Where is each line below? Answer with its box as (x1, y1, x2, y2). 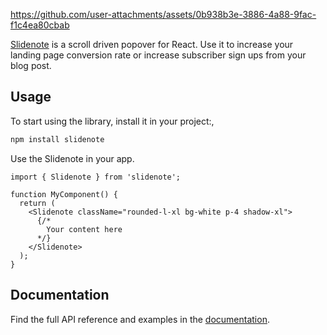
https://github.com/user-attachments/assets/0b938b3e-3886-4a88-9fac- (10, 9, 317, 20)
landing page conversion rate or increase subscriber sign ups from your (10, 49, 307, 61)
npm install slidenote (10, 134, 105, 144)
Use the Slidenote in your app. (10, 152, 135, 164)
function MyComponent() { (10, 189, 118, 199)
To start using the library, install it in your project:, (10, 115, 215, 127)
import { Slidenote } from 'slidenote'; (10, 172, 182, 182)
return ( (19, 198, 56, 208)
